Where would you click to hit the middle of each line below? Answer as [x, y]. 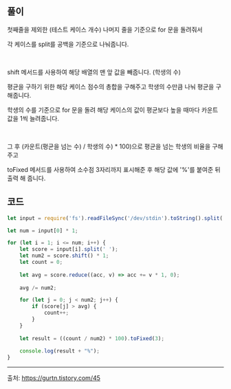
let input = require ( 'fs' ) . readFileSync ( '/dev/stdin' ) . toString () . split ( [115, 218]
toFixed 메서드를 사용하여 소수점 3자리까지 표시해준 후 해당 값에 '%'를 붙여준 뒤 [114, 169]
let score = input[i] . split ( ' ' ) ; [69, 249]
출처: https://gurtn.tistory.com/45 [54, 378]
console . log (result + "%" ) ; [59, 351]
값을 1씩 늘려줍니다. [33, 118]
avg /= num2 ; [38, 288]
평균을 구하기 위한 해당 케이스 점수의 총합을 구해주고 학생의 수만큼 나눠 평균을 [111, 87]
